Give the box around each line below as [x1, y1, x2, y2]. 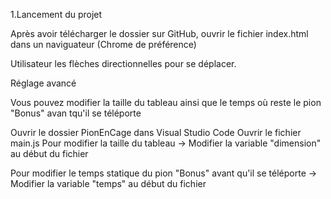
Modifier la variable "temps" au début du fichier [10, 178, 207, 189]
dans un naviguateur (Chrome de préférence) [10, 39, 197, 50]
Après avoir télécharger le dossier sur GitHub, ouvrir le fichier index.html [10, 28, 309, 39]
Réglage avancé [10, 77, 77, 89]
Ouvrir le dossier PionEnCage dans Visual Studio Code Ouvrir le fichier [10, 127, 302, 138]
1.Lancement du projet [10, 9, 103, 20]
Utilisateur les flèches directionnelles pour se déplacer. [10, 58, 237, 69]
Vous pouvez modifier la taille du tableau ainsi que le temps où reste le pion [10, 97, 322, 108]
